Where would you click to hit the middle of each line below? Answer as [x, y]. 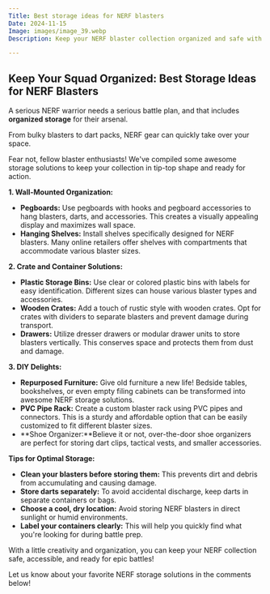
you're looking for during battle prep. [81, 535]
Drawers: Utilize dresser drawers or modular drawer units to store [130, 334]
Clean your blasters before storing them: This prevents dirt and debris [139, 474]
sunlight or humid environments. [74, 517]
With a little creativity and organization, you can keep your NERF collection [133, 550]
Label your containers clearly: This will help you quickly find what [131, 526]
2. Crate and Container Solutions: [65, 267]
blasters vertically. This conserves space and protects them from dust [137, 343]
